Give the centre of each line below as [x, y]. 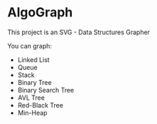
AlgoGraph [40, 12]
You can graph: [29, 46]
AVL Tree [31, 98]
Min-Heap [32, 113]
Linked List [33, 60]
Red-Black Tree [40, 105]
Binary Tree [34, 82]
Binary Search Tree [46, 90]
